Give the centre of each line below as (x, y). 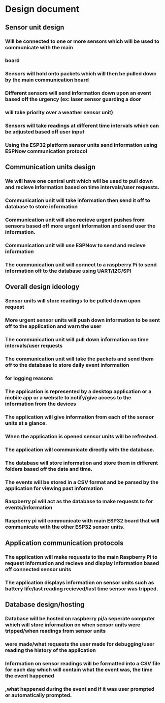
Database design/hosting (45, 605)
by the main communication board (47, 80)
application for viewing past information (54, 488)
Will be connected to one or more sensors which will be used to (82, 41)
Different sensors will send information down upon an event (78, 93)
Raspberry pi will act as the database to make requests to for (79, 502)
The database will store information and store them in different (82, 463)
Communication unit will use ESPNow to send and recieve (76, 246)
